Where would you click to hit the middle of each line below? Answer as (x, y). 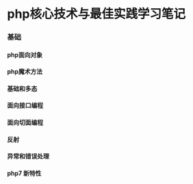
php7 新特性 (24, 173)
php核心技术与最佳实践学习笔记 (96, 14)
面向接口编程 (25, 105)
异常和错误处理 (28, 156)
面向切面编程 (25, 122)
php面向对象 (25, 55)
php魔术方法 (25, 72)
